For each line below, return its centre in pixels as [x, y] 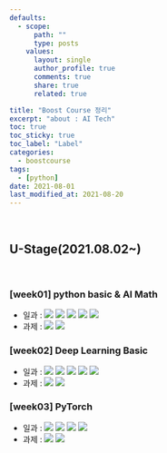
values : [40, 52]
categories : [32, 153]
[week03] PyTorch [51, 407]
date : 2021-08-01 [42, 186]
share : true [56, 85]
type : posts [56, 43]
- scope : [34, 26]
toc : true [28, 127]
